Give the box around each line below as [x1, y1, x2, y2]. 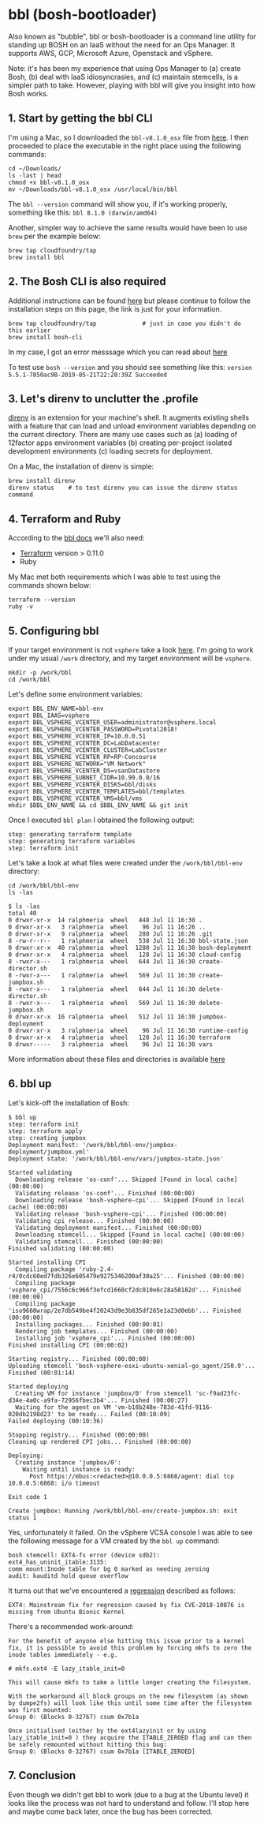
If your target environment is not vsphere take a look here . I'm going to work [8, 645, 254, 654]
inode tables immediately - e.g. [8, 1650, 118, 1658]
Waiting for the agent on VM [15, 1403, 111, 1411]
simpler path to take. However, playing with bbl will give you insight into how [8, 80, 256, 90]
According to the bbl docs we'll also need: [8, 533, 145, 543]
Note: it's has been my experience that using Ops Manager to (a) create [8, 63, 241, 73]
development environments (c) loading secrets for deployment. [8, 447, 213, 456]
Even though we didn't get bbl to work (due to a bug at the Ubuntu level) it [8, 1789, 249, 1800]
